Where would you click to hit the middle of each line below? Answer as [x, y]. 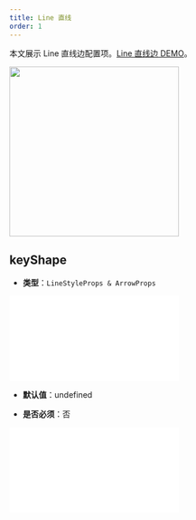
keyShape [38, 260]
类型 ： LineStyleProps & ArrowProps [89, 283]
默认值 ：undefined [57, 395]
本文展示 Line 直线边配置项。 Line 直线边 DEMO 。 [101, 53]
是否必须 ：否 [46, 414]
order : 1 [26, 26]
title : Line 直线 [41, 18]
